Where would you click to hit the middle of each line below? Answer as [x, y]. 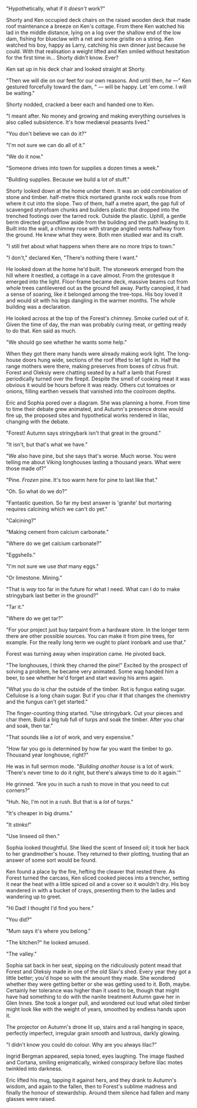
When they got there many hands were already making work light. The [91, 353]
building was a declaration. [39, 307]
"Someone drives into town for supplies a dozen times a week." [83, 168]
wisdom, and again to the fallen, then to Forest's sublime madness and [92, 1086]
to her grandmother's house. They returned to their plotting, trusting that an [98, 854]
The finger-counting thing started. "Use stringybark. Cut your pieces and [94, 713]
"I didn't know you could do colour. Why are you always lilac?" [81, 1045]
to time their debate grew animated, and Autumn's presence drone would [95, 409]
